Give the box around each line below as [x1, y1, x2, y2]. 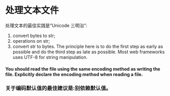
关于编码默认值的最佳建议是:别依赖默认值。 [5, 85, 111, 92]
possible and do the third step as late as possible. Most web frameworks [12, 49, 165, 55]
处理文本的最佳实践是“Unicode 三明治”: [5, 22, 88, 28]
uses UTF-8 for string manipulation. [12, 54, 88, 60]
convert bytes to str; [12, 33, 55, 39]
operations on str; [12, 38, 50, 44]
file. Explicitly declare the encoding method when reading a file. [5, 71, 144, 77]
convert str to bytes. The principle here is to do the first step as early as [12, 43, 163, 49]
